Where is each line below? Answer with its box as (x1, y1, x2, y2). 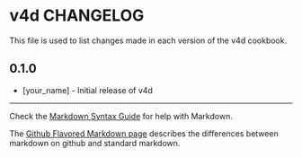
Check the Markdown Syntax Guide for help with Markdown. (9, 110, 234, 121)
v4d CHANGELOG (9, 5, 145, 26)
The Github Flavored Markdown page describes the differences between (9, 127, 279, 139)
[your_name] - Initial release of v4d (22, 84, 153, 95)
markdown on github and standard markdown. (9, 137, 181, 148)
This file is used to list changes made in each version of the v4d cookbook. (9, 35, 288, 46)
